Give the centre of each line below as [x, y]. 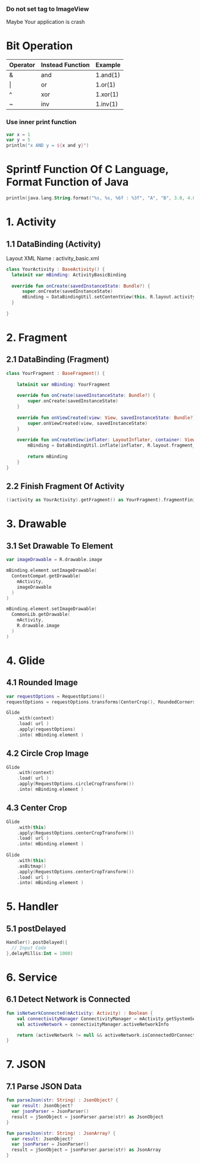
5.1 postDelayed [36, 929]
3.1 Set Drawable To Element [60, 546]
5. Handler [32, 907]
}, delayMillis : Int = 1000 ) [40, 954]
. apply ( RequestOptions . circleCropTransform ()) [76, 784]
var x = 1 [18, 134]
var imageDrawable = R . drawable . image [54, 560]
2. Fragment [37, 338]
